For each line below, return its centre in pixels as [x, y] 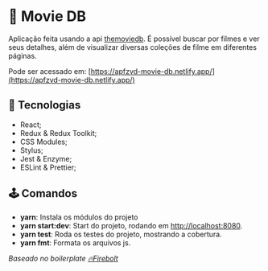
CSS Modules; [43, 142]
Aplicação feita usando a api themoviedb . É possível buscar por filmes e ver [134, 39]
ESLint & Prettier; [48, 167]
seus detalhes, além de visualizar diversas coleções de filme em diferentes [133, 47]
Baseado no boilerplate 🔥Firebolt [63, 258]
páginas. [23, 55]
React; [31, 125]
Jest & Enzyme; [46, 158]
